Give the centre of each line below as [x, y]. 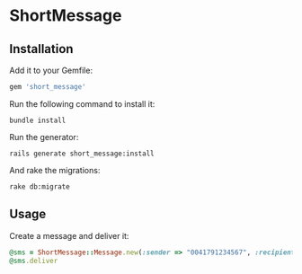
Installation [41, 49]
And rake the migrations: [55, 170]
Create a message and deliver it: [69, 235]
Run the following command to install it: [82, 103]
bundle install [38, 120]
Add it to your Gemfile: [51, 70]
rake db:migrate [40, 186]
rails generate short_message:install [82, 154]
